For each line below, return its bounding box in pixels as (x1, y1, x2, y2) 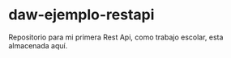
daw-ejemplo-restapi (8, 6, 155, 24)
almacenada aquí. (8, 40, 68, 50)
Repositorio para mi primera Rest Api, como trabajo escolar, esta (8, 32, 224, 42)
